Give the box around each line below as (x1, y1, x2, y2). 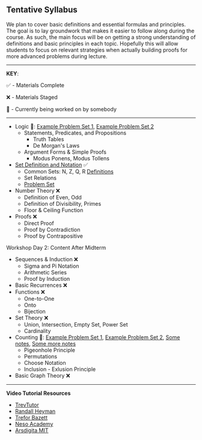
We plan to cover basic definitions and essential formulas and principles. (6, 20, 186, 28)
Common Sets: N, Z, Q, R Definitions (23, 167, 114, 175)
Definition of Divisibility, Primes (23, 200, 102, 207)
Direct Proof (23, 219, 54, 227)
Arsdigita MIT (14, 426, 49, 434)
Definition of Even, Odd (23, 193, 82, 200)
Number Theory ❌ (14, 187, 60, 194)
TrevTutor (14, 401, 39, 408)
